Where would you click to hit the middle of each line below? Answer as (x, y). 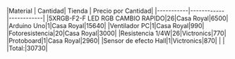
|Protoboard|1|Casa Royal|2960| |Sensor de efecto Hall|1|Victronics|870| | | (116, 41)
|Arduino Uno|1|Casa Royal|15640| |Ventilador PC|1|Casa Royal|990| (106, 26)
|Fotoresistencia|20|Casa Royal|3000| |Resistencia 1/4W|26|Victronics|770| (116, 33)
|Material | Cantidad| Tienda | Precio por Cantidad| (80, 11)
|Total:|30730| (27, 48)
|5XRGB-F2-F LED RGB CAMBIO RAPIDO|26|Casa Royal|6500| (137, 18)
